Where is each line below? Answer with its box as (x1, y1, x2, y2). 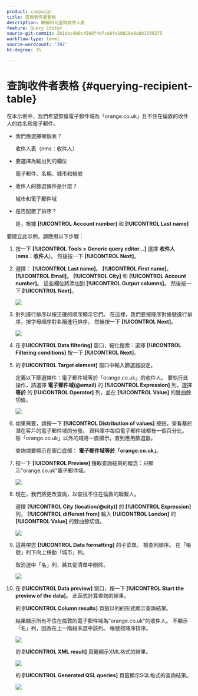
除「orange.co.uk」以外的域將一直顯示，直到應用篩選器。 (15, 434, 156, 441)
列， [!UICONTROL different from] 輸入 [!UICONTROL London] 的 (15, 510, 176, 517)
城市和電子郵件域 (15, 195, 57, 202)
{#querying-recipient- (81, 79, 193, 93)
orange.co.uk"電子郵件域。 (23, 467, 89, 474)
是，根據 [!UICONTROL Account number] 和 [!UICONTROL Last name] (15, 220, 189, 227)
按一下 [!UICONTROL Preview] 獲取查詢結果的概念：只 (15, 459, 149, 466)
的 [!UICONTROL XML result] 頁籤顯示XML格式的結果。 (15, 648, 151, 655)
